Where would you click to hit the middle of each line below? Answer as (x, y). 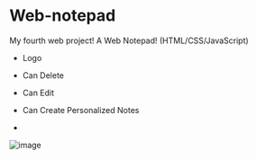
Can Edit (38, 93)
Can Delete (43, 75)
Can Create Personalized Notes (81, 110)
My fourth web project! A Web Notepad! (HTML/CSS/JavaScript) (129, 40)
